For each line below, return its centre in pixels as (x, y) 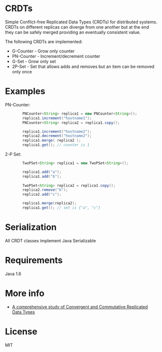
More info (25, 293)
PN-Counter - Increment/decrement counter (56, 56)
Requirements (34, 260)
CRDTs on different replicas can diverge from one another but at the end (77, 27)
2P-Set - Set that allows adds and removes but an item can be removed (83, 67)
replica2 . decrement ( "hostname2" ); (57, 136)
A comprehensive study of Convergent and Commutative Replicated (80, 307)
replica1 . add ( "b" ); (42, 176)
